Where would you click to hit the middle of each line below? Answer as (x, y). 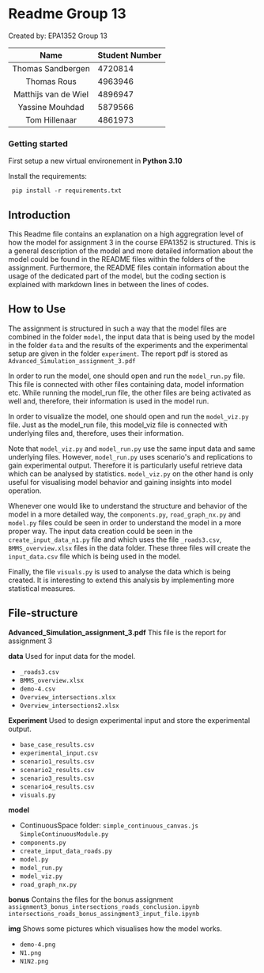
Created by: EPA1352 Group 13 (58, 36)
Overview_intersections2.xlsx (70, 706)
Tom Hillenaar (51, 119)
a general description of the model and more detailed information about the (131, 251)
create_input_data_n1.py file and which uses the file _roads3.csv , (115, 540)
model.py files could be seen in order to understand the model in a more (125, 522)
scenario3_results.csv (57, 778)
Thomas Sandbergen (51, 68)
